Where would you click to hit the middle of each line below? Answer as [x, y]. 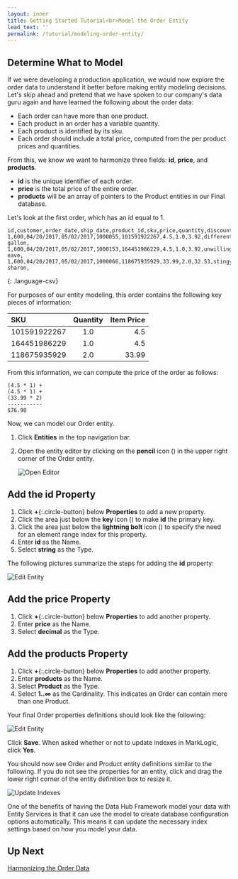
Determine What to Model [65, 62]
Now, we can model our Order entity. [61, 424]
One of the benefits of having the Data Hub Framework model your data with [119, 806]
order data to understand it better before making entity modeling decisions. [117, 87]
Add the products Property [68, 654]
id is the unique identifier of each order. [75, 181]
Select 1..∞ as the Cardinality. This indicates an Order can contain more [123, 694]
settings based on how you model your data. [72, 829]
